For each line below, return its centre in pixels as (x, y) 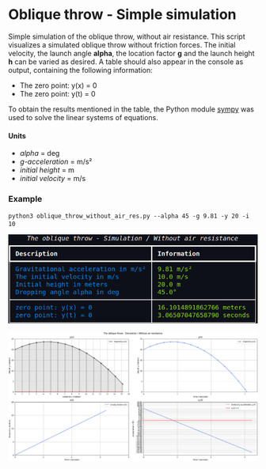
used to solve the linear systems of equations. (83, 117)
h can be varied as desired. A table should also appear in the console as (126, 62)
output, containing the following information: (80, 70)
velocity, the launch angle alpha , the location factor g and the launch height (131, 53)
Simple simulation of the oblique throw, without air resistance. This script (127, 36)
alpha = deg (40, 153)
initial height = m (47, 170)
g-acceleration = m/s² (56, 162)
